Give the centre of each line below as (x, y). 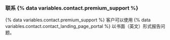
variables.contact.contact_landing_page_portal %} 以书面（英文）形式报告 (83, 26)
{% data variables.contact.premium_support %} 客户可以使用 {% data (78, 20)
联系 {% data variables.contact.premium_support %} (72, 8)
